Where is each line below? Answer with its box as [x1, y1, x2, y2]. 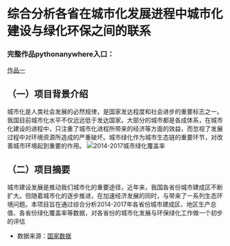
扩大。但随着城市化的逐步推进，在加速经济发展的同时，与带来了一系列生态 [7, 192, 217, 200]
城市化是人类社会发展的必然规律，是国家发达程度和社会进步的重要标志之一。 [7, 107, 223, 116]
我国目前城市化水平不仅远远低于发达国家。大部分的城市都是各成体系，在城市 [7, 116, 223, 124]
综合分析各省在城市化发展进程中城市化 [7, 6, 224, 22]
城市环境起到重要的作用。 [12, 141, 86, 150]
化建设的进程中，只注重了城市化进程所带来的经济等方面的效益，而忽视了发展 [7, 124, 223, 133]
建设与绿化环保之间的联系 [7, 23, 152, 39]
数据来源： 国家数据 [16, 232, 72, 240]
